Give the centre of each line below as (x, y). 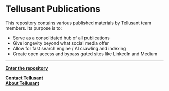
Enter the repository (27, 68)
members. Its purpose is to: (34, 28)
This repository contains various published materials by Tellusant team (78, 23)
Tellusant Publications (53, 9)
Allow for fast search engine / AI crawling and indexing (69, 48)
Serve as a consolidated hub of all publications (61, 38)
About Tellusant (22, 83)
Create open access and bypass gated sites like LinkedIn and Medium (85, 54)
